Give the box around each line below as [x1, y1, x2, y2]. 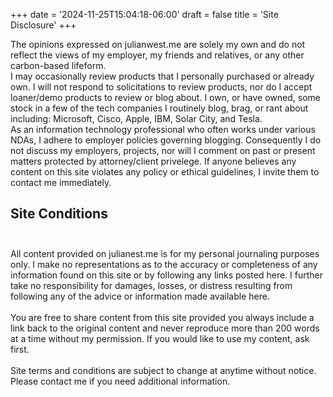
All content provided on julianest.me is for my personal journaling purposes [10, 247, 320, 259]
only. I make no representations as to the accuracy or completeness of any [10, 258, 318, 270]
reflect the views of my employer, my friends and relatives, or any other [10, 49, 305, 61]
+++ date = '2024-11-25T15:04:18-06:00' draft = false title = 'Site [10, 9, 279, 20]
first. [10, 343, 30, 355]
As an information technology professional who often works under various [10, 124, 316, 135]
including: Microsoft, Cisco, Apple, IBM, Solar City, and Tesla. [10, 113, 263, 124]
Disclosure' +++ [10, 19, 77, 31]
